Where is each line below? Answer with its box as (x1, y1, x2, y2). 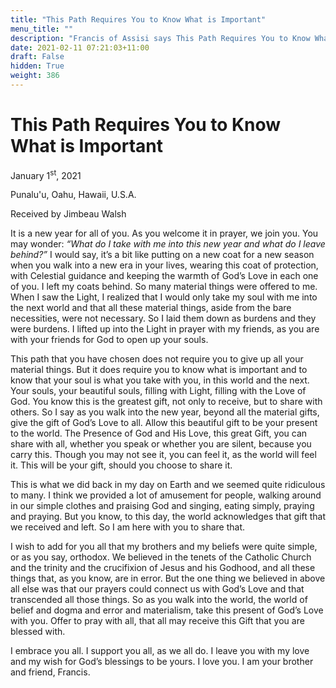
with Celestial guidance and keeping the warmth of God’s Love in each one (10, 270, 319, 282)
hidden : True (10, 61, 65, 71)
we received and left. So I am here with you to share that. (10, 521, 246, 533)
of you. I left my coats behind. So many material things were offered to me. (10, 281, 318, 293)
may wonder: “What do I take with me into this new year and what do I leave (10, 238, 326, 250)
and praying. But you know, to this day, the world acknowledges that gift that (10, 511, 326, 523)
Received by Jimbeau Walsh (10, 208, 127, 220)
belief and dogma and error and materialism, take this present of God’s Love (10, 604, 324, 616)
